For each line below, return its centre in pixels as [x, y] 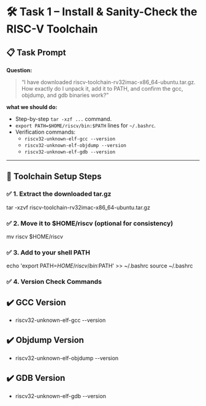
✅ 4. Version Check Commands [54, 282]
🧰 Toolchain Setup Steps [54, 176]
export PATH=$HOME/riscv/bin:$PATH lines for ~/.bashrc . [86, 125]
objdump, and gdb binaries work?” [65, 95]
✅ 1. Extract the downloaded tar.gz [59, 194]
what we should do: [32, 107]
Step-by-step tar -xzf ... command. [63, 119]
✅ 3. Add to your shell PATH [48, 252]
